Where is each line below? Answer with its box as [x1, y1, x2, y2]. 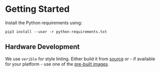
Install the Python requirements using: [5, 20, 82, 26]
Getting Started [5, 3, 70, 15]
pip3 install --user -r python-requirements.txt [5, 29, 107, 34]
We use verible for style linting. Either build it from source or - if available [5, 56, 156, 62]
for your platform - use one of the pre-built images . [5, 61, 110, 67]
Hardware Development [5, 43, 80, 51]
